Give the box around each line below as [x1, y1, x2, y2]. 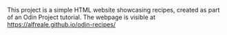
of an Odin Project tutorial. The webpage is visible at [7, 13, 156, 21]
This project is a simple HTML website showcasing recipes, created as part [7, 6, 220, 14]
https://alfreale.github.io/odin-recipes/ [7, 21, 116, 28]
